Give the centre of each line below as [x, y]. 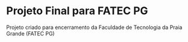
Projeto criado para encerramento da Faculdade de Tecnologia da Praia [94, 27]
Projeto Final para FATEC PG [77, 11]
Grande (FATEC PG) [31, 33]
